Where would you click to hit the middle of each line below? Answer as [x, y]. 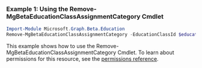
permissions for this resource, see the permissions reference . [82, 59]
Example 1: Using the [37, 9]
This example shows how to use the [50, 46]
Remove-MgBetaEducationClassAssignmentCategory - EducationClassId [91, 35]
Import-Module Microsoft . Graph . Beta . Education [66, 29]
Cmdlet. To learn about [146, 52]
